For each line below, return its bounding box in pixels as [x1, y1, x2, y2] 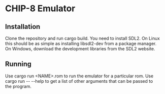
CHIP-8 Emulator [5, 3, 75, 14]
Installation [5, 23, 40, 31]
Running [5, 60, 32, 69]
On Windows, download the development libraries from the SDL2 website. [5, 46, 155, 51]
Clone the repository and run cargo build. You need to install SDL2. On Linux [5, 35, 160, 41]
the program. [5, 83, 32, 89]
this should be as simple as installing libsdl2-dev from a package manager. [5, 41, 157, 47]
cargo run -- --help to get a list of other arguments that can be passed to [5, 78, 153, 84]
